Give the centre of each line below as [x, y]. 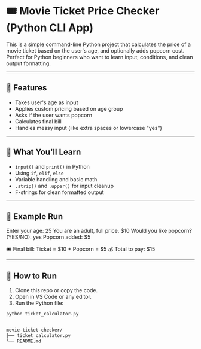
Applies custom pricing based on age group [69, 108]
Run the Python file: [39, 303]
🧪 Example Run [35, 216]
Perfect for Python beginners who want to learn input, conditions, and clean [100, 57]
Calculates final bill [38, 121]
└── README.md [24, 341]
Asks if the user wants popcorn [54, 115]
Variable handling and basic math [56, 179]
